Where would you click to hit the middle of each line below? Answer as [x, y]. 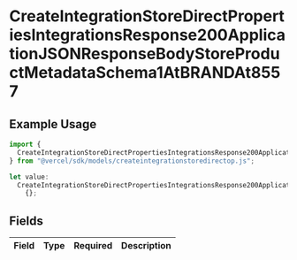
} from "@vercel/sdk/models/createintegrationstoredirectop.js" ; [132, 161]
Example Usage [53, 124]
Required [93, 246]
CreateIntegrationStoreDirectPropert [147, 16]
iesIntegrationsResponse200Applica [147, 35]
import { [25, 144]
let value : [29, 177]
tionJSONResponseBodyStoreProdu [145, 54]
